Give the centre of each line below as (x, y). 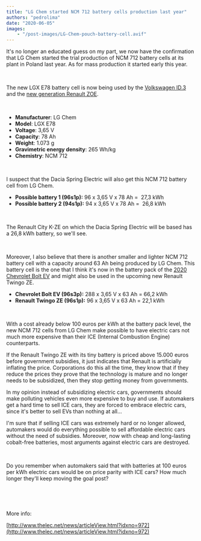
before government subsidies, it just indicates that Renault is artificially (94, 361)
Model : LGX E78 (35, 124)
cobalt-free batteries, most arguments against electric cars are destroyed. (98, 442)
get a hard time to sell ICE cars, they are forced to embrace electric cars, (96, 405)
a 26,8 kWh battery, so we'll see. (47, 233)
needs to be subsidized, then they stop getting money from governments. (97, 381)
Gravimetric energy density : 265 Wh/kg (65, 150)
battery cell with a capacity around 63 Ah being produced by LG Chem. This (100, 264)
